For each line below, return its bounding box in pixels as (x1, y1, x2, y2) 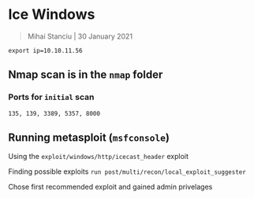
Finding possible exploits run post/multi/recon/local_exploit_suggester (8, 167, 246, 176)
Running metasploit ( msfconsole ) (8, 131, 170, 145)
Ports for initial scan (8, 92, 95, 103)
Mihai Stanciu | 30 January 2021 (27, 31, 133, 41)
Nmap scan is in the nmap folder (8, 68, 163, 82)
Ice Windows (8, 6, 95, 24)
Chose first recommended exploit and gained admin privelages (8, 182, 213, 192)
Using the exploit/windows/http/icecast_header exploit (8, 152, 189, 161)
